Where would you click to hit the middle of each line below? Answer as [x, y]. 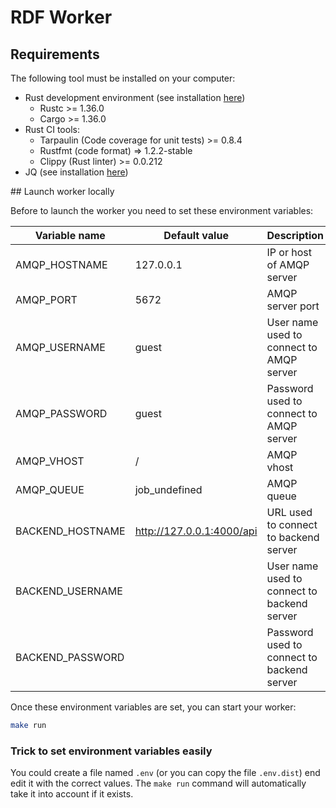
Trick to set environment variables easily [111, 751]
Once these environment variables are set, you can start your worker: [153, 707]
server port [293, 306]
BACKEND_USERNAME [69, 591]
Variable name [70, 235]
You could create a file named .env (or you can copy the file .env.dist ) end [165, 773]
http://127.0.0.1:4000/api [196, 531]
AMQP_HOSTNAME [61, 264]
